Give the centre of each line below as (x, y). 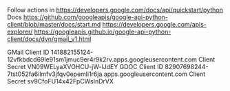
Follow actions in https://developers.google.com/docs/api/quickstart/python (115, 10)
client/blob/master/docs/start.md (54, 24)
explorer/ (20, 31)
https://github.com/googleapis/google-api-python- (96, 17)
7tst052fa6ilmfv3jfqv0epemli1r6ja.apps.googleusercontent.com (97, 74)
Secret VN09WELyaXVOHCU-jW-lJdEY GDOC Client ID (85, 67)
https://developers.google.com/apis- (154, 24)
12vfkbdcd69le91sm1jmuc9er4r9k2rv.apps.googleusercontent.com (102, 60)
